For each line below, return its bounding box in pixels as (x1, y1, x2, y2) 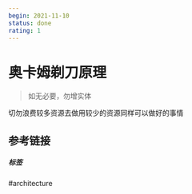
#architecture (8, 178, 54, 188)
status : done (8, 19, 52, 27)
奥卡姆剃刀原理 (8, 63, 107, 81)
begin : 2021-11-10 (8, 11, 70, 20)
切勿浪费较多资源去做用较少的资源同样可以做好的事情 (8, 109, 184, 118)
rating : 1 (8, 26, 42, 34)
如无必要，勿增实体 (27, 91, 92, 101)
